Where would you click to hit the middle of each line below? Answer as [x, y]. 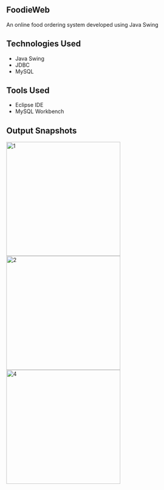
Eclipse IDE [29, 105]
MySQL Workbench [39, 111]
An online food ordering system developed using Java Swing [83, 24]
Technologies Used [43, 44]
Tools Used [28, 91]
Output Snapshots [42, 130]
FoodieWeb [28, 10]
